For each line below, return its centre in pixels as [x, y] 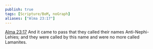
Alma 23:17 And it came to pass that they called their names [65, 32]
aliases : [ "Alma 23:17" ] [30, 18]
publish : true [19, 9]
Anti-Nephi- [137, 32]
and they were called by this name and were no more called [80, 37]
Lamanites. [16, 42]
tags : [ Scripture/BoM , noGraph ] [38, 14]
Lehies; [12, 37]
